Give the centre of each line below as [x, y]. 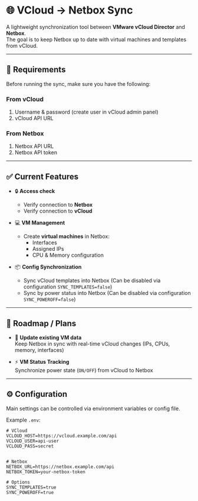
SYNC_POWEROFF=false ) [49, 299]
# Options [18, 482]
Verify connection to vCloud [58, 211]
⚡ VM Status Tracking [42, 361]
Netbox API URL [34, 146]
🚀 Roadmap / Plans [41, 324]
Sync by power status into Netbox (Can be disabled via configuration [107, 293]
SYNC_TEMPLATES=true [32, 487]
